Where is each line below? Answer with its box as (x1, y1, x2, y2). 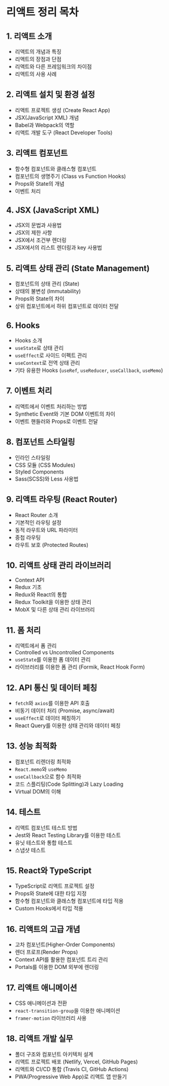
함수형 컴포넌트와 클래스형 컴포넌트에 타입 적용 (14, 897, 124, 905)
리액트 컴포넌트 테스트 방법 (14, 824, 78, 831)
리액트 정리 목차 (6, 5, 79, 19)
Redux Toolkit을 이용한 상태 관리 (14, 598, 91, 606)
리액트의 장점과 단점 (14, 56, 62, 63)
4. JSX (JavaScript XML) (6, 205, 100, 216)
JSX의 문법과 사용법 (14, 221, 62, 229)
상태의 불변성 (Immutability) (14, 288, 81, 295)
